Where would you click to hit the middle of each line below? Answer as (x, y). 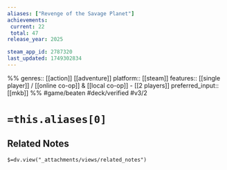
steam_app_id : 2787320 (40, 52)
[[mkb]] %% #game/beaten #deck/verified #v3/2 (77, 93)
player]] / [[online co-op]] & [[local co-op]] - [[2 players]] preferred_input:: (113, 85)
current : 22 (27, 26)
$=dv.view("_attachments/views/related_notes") (77, 160)
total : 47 (24, 33)
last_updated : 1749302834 (44, 59)
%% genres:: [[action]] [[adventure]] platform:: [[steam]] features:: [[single (114, 78)
